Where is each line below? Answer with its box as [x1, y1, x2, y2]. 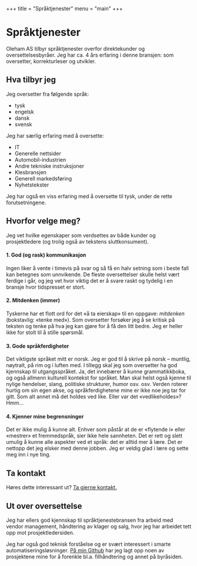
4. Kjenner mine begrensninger [6, 413, 84, 420]
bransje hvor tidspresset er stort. [6, 283, 85, 290]
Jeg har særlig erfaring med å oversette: [6, 132, 104, 139]
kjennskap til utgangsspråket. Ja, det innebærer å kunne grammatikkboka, [6, 368, 186, 375]
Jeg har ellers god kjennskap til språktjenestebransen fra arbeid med [6, 516, 173, 524]
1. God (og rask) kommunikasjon [6, 251, 86, 259]
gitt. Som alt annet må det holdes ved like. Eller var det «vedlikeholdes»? [6, 393, 182, 400]
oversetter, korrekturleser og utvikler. [6, 57, 96, 64]
